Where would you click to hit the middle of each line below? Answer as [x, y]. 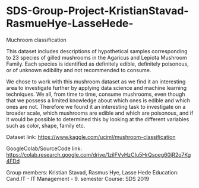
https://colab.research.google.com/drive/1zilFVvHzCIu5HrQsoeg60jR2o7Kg [99, 154]
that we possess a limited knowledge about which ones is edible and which [98, 100]
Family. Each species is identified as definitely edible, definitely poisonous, [97, 64]
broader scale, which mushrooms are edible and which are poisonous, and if [100, 113]
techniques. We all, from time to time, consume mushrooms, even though [96, 94]
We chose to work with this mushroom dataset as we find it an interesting [96, 82]
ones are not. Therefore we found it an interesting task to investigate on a [96, 106]
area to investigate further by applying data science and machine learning [97, 87]
